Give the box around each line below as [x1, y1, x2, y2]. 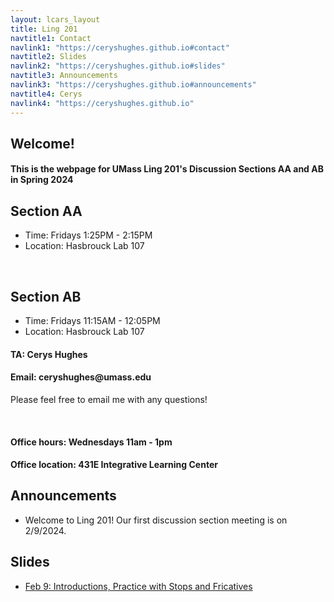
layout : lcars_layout [10, 14, 101, 25]
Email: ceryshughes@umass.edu [10, 371, 152, 383]
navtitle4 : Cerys [10, 89, 83, 99]
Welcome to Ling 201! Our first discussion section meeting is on [24, 514, 288, 526]
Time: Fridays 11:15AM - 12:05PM [24, 315, 161, 327]
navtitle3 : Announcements [10, 71, 118, 81]
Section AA [10, 202, 83, 220]
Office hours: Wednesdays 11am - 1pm [10, 436, 173, 448]
